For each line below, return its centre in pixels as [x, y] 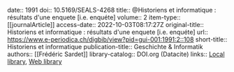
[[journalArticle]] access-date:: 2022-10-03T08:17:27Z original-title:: [105, 25]
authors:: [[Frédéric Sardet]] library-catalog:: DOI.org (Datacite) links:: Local [116, 54]
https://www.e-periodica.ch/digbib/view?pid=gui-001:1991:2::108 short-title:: [117, 39]
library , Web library [35, 61]
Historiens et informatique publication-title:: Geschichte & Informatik [105, 47]
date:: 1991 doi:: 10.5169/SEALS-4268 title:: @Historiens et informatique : [112, 10]
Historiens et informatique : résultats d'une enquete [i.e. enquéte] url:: [108, 32]
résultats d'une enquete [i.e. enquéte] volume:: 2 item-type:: [94, 17]
